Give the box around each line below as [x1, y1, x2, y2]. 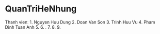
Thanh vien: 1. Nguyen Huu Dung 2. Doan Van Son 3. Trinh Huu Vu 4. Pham [5, 19, 155, 25]
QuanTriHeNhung [5, 3, 77, 14]
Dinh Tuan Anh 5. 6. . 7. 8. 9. [5, 24, 61, 30]
